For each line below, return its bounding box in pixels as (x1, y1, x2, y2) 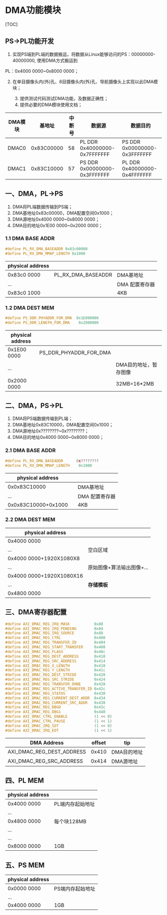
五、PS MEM (5, 861, 45, 869)
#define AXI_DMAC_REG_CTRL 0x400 (5, 636, 106, 641)
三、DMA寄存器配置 (5, 608, 67, 617)
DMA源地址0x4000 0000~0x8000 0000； (12, 216, 100, 222)
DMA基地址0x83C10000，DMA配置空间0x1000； (12, 422, 114, 428)
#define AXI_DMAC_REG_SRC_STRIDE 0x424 (5, 677, 106, 682)
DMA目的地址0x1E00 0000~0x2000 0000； (12, 222, 103, 228)
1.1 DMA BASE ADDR (5, 235, 55, 242)
